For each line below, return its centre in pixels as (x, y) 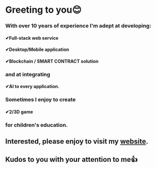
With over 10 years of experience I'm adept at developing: (78, 26)
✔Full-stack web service (32, 38)
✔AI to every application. (32, 87)
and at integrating (28, 74)
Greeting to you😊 (43, 10)
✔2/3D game (19, 111)
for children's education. (36, 125)
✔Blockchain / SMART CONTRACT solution (52, 61)
